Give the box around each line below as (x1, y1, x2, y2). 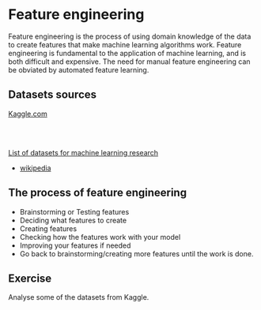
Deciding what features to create (19, 215, 127, 225)
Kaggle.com (8, 109, 47, 118)
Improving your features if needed (19, 241, 131, 250)
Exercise (8, 271, 52, 285)
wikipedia (19, 163, 51, 173)
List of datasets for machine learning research (8, 148, 159, 157)
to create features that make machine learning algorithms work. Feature (8, 39, 242, 49)
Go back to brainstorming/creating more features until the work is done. (19, 248, 254, 258)
